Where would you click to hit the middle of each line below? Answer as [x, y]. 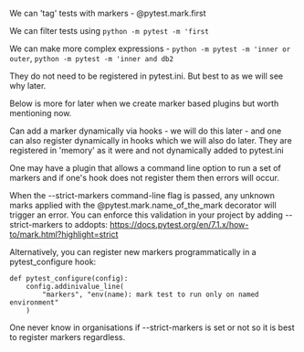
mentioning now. [41, 113]
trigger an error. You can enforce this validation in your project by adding [146, 215]
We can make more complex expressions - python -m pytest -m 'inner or [150, 48]
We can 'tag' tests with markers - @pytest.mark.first [108, 13]
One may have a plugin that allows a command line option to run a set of [145, 168]
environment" [34, 303]
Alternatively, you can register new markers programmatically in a [133, 252]
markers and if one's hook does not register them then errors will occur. [145, 178]
